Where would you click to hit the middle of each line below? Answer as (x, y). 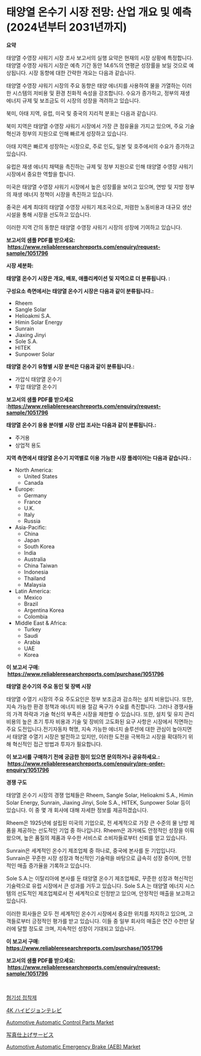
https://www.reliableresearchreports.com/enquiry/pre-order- (86, 763)
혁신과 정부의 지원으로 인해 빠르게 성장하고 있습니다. (67, 133)
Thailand (35, 578)
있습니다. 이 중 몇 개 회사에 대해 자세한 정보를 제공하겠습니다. (77, 810)
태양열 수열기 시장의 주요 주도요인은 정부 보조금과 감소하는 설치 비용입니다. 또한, (100, 699)
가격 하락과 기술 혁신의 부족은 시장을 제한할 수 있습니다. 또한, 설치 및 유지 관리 (103, 714)
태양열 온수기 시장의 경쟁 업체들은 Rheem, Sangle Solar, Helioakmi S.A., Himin (100, 795)
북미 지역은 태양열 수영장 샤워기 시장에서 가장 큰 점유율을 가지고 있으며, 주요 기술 (100, 126)
